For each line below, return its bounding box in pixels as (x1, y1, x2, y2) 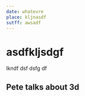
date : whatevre (6, 8, 44, 15)
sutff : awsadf (6, 20, 42, 25)
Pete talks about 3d (6, 82, 80, 92)
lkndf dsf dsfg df (6, 65, 48, 72)
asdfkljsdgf (6, 45, 64, 59)
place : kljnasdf (6, 14, 46, 20)
